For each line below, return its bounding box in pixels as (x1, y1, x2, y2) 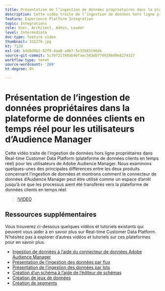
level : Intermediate (5, 30, 48, 35)
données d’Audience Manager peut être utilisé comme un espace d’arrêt (5, 176, 151, 182)
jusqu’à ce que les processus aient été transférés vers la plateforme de (5, 181, 149, 187)
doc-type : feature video (5, 35, 56, 40)
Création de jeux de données (12, 275, 71, 281)
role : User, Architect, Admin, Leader (5, 26, 84, 30)
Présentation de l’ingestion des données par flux (12, 259, 110, 265)
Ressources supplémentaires (5, 210, 97, 219)
